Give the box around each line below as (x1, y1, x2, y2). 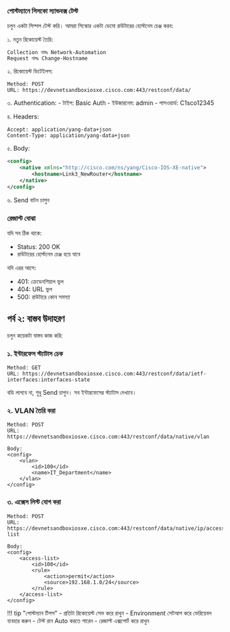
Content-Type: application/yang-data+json (7, 132, 130, 139)
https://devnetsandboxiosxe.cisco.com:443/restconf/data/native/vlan (7, 433, 210, 441)
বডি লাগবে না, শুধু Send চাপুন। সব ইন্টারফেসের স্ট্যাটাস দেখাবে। (7, 389, 137, 397)
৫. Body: (7, 144, 30, 153)
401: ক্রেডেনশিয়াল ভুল (16, 277, 64, 285)
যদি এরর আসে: (7, 263, 36, 271)
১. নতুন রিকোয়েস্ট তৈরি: (7, 36, 53, 44)
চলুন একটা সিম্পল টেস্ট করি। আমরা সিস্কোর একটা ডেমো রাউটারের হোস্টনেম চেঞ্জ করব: (7, 22, 174, 30)
